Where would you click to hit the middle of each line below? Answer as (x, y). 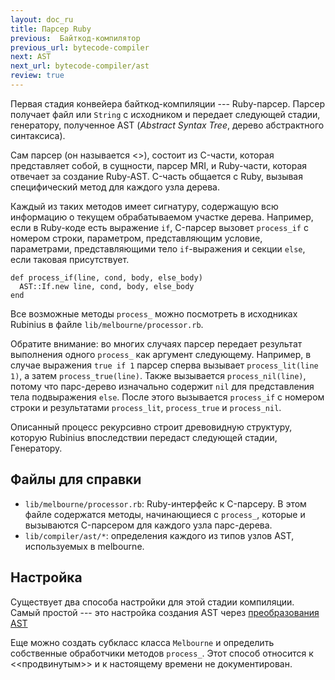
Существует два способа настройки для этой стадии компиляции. (152, 602)
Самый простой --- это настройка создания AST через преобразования (165, 612)
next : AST (31, 57)
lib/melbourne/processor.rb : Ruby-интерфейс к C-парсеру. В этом (165, 503)
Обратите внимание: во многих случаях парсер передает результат (156, 343)
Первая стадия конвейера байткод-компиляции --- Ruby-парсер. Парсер (168, 103)
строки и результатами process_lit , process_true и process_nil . (146, 407)
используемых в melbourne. (84, 546)
